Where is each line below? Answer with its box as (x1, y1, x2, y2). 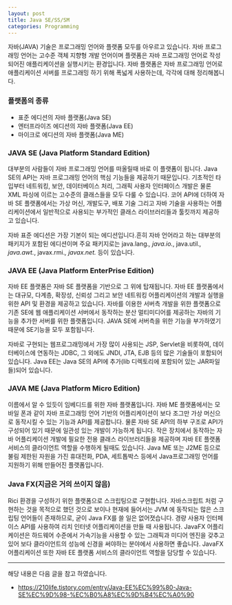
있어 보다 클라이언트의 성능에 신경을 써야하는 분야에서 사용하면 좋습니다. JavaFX (8, 539, 224, 548)
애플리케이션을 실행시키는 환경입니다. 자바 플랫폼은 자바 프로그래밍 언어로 (25, 60, 223, 68)
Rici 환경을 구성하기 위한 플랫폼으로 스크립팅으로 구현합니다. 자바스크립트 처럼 (8, 496, 217, 504)
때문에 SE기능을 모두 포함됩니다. (8, 326, 95, 334)
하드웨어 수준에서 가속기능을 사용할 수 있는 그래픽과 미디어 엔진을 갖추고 (31, 530, 225, 539)
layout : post (8, 10, 45, 17)
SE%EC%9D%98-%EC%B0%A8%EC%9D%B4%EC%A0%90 (17, 591, 195, 599)
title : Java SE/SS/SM (8, 17, 70, 23)
